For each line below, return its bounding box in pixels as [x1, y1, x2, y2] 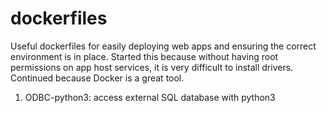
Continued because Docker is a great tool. [10, 72, 185, 84]
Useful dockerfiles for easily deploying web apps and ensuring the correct [10, 40, 317, 52]
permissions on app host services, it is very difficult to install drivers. [10, 61, 294, 73]
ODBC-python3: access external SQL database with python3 [24, 91, 276, 103]
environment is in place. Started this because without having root [10, 50, 279, 62]
